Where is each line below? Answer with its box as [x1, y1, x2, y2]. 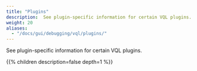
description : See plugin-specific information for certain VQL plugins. [6, 14, 192, 20]
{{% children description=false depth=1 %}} [6, 59, 114, 66]
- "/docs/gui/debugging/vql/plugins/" [11, 31, 108, 37]
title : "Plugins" [6, 8, 49, 15]
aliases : [6, 25, 28, 31]
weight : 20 [6, 20, 33, 25]
